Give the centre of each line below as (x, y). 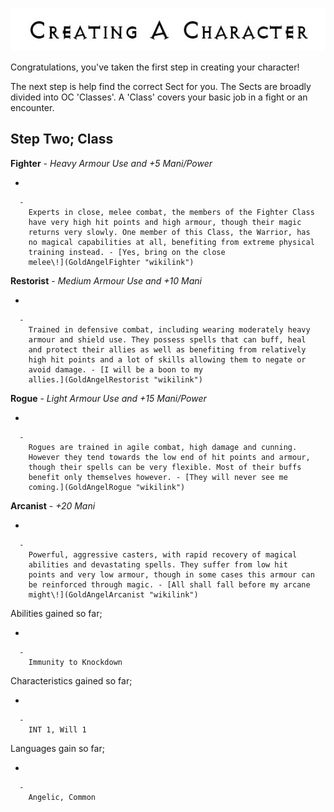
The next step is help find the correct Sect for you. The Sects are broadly (161, 86)
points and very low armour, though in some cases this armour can (171, 574)
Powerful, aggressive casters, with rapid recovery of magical (163, 554)
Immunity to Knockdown (75, 662)
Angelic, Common (62, 797)
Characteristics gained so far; (71, 680)
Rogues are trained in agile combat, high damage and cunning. (163, 447)
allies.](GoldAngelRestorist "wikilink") (115, 379)
